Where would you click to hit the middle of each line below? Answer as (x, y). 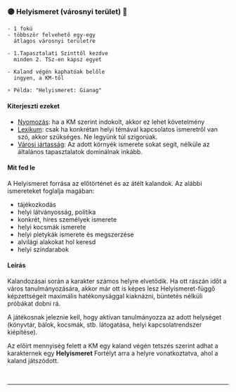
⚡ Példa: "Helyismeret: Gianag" (54, 91)
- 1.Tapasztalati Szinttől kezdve (58, 53)
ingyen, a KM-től (39, 78)
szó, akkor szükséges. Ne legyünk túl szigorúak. (87, 137)
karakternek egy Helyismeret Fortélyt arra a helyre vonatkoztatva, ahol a (113, 353)
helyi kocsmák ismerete (52, 227)
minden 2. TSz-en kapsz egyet (58, 60)
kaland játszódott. (33, 360)
